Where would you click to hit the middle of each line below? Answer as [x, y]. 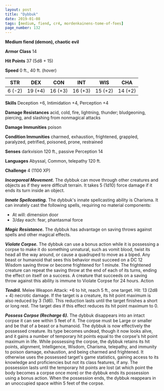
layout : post [18, 10]
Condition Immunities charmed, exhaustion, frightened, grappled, [72, 137]
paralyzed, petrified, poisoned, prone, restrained [54, 142]
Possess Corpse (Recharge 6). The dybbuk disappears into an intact [75, 315]
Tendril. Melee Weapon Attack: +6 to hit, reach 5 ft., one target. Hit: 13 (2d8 [81, 290]
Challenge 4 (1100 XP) [28, 170]
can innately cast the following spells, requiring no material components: [78, 205]
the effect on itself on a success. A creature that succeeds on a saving [76, 276]
